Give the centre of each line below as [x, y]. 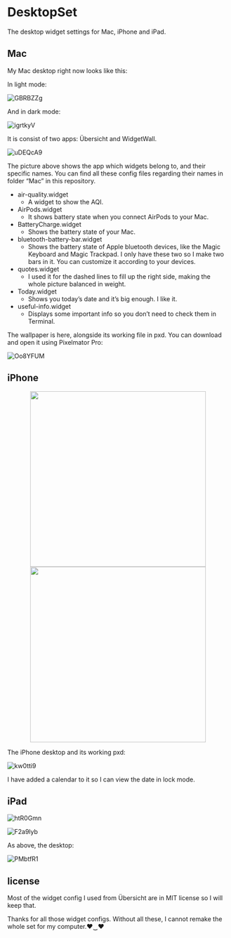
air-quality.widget [43, 194]
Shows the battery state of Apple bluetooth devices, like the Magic [124, 246]
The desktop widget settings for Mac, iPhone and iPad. [87, 32]
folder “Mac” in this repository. [52, 180]
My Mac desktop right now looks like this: [67, 70]
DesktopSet [42, 12]
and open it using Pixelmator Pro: [55, 342]
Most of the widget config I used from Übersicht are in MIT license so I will [115, 898]
